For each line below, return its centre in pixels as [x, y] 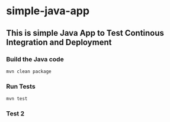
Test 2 [15, 114]
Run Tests [21, 86]
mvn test [17, 99]
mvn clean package [29, 71]
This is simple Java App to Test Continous [85, 33]
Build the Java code [35, 59]
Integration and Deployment [59, 42]
